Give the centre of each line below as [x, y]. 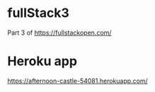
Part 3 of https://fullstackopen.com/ [59, 33]
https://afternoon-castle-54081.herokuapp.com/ [78, 81]
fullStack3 [38, 13]
